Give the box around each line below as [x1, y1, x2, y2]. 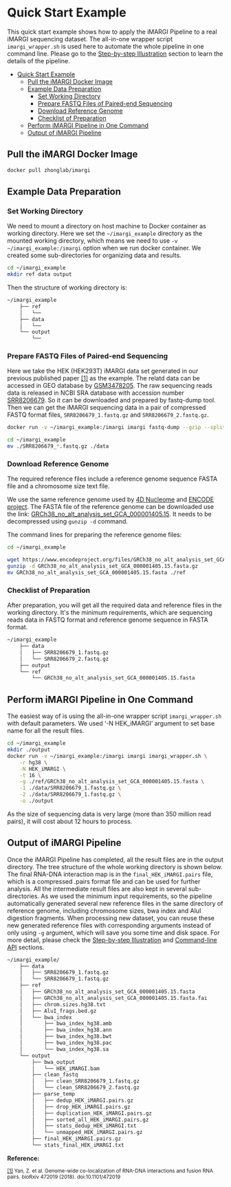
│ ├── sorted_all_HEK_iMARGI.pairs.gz [32, 1116, 149, 1123]
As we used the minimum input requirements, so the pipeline [41, 892, 212, 900]
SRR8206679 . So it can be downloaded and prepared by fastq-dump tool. [7, 396, 216, 404]
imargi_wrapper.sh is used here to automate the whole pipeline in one [7, 42, 204, 50]
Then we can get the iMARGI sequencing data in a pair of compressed [7, 404, 206, 412]
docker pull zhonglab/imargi [7, 166, 91, 173]
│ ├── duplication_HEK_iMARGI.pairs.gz [32, 1109, 153, 1117]
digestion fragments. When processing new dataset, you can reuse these [7, 913, 215, 922]
